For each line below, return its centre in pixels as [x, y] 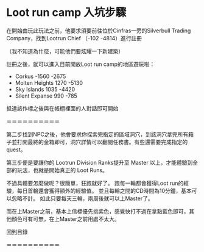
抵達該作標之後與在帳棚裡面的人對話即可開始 [62, 108]
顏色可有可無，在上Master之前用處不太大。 [65, 219]
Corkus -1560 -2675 [40, 76]
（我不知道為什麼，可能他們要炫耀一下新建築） [65, 51]
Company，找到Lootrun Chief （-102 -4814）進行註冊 [74, 38]
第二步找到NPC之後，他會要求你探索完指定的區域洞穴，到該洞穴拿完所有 [97, 134]
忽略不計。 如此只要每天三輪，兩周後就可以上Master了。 [82, 198]
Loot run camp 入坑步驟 [66, 13]
